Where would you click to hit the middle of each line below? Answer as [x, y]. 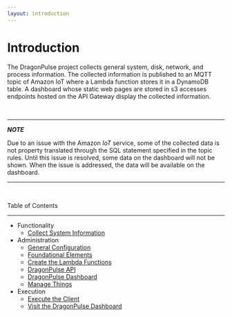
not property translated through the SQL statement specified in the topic [110, 150]
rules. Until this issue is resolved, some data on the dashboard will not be [111, 157]
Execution [31, 291]
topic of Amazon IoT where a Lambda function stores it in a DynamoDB [108, 81]
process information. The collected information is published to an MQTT [109, 74]
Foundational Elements [60, 254]
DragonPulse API [51, 269]
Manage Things [50, 284]
